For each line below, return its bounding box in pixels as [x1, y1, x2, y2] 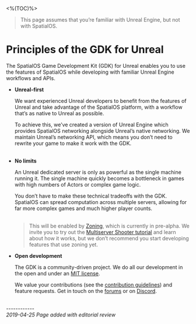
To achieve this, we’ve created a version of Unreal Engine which [14, 121, 169, 128]
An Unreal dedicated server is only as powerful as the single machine [14, 168, 182, 175]
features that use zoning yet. [29, 241, 98, 248]
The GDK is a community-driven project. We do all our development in [14, 263, 183, 271]
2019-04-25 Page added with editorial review [6, 311, 116, 318]
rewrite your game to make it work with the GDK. [14, 140, 132, 147]
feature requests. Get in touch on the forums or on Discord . [14, 287, 157, 294]
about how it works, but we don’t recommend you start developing [29, 235, 190, 242]
